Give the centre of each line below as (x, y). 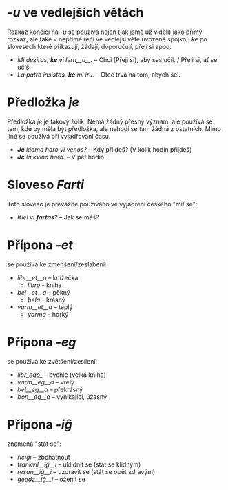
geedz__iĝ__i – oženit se (51, 479)
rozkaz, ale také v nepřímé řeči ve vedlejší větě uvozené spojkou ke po (107, 39)
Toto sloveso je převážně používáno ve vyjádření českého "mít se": (102, 204)
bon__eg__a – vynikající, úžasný (62, 396)
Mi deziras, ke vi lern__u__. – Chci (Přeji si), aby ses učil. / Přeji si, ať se (117, 59)
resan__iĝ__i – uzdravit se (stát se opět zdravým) (86, 471)
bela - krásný (46, 300)
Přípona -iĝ (40, 424)
